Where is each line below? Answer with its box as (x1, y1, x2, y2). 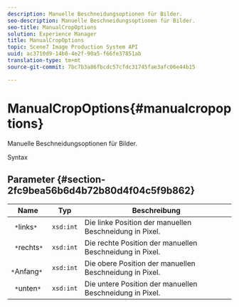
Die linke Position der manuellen (84, 218, 192, 228)
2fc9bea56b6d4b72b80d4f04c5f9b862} (7, 184, 196, 197)
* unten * (14, 283, 41, 293)
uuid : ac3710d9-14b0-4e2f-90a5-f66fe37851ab (7, 51, 142, 58)
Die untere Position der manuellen (84, 279, 198, 289)
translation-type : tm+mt (7, 57, 81, 64)
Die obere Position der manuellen (84, 259, 196, 269)
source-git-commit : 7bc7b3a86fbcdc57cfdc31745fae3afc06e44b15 (7, 63, 196, 71)
